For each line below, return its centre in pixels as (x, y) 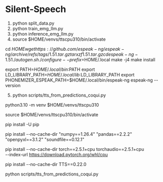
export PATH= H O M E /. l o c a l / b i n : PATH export (50, 69)
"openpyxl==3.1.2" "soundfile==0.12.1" (45, 139)
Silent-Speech (36, 9)
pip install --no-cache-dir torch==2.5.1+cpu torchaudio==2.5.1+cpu (75, 149)
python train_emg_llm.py (38, 28)
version (13, 85)
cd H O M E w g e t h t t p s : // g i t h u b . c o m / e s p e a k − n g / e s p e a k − (65, 49)
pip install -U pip (22, 124)
